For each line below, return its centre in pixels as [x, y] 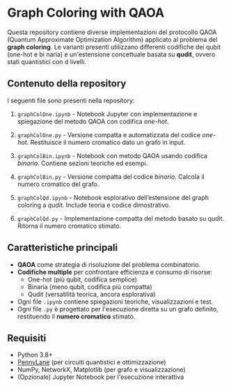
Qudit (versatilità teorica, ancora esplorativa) [91, 294]
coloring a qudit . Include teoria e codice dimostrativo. [94, 205]
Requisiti [27, 338]
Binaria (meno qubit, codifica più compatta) [90, 286]
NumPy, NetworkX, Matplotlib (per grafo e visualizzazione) [101, 370]
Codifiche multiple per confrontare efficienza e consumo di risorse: [114, 272]
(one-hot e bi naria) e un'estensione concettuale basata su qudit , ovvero [111, 54]
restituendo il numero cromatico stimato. [76, 316]
